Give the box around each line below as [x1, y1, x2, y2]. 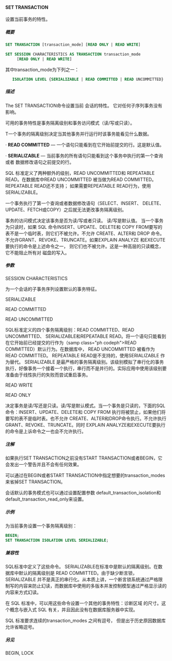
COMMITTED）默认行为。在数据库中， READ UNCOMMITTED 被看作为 [5, 346, 155, 352]
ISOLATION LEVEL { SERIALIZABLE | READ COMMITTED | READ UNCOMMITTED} [12, 77, 164, 82]
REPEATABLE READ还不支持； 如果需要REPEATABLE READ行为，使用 [5, 182, 151, 189]
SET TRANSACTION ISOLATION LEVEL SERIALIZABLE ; [5, 538, 109, 543]
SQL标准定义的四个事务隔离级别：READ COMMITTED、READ [5, 327, 135, 333]
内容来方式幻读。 [5, 589, 41, 596]
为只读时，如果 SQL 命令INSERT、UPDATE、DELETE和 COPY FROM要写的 [5, 224, 163, 230]
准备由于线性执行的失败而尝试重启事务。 [5, 372, 91, 378]
